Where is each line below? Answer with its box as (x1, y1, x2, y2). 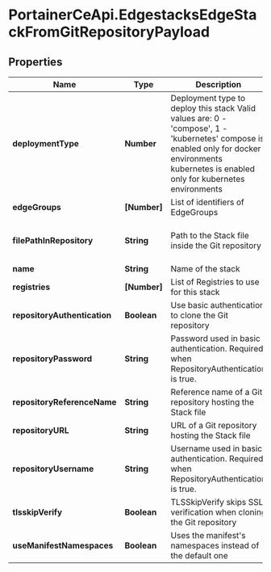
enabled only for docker (170, 143, 261, 154)
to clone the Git (170, 309, 228, 321)
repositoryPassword (12, 353, 93, 364)
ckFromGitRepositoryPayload (8, 23, 211, 41)
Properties (8, 55, 63, 69)
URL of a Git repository (170, 420, 257, 431)
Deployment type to (170, 93, 246, 103)
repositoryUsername (12, 463, 94, 474)
